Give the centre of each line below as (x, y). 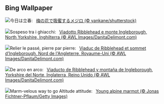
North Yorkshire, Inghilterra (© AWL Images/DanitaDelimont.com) (71, 37)
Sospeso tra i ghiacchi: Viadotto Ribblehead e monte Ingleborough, (79, 32)
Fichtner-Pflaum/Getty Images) (36, 96)
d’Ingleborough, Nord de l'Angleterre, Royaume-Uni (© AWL (66, 53)
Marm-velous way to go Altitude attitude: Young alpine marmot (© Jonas (84, 91)
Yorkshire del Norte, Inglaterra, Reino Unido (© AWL (58, 75)
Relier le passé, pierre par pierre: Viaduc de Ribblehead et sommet (78, 48)
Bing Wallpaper (29, 8)
